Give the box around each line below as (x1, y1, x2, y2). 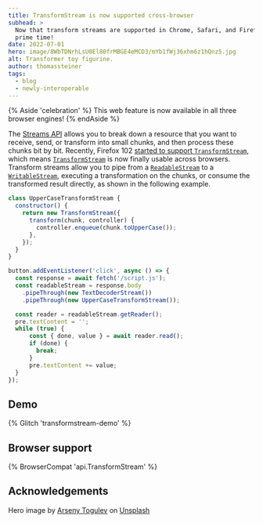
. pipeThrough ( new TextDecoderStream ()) (22, 289, 153, 296)
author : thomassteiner (8, 63, 82, 71)
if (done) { (28, 340, 68, 347)
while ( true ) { (15, 325, 65, 333)
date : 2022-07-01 (8, 41, 65, 49)
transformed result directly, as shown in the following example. (8, 180, 211, 189)
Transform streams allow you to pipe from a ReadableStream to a (8, 162, 214, 173)
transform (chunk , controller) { (28, 216, 135, 224)
